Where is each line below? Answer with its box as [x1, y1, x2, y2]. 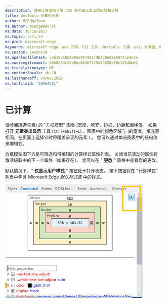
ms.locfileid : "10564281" [5, 81, 58, 86]
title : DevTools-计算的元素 [5, 13, 59, 18]
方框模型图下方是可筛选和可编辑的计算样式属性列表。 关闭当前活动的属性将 [5, 151, 158, 157]
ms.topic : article [5, 34, 43, 39]
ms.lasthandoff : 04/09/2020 [5, 76, 63, 81]
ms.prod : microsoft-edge [5, 40, 56, 45]
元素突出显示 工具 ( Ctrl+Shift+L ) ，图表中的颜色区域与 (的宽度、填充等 [14, 128, 160, 134]
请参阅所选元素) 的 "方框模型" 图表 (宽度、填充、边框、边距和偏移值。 [5, 122, 147, 128]
